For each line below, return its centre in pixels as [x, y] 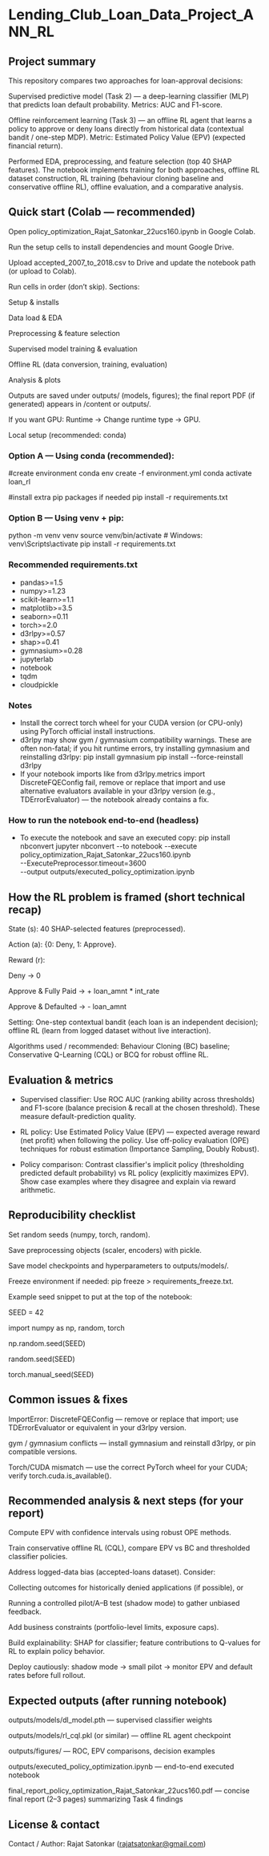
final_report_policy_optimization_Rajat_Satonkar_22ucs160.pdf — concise [129, 1791]
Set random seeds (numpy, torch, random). [79, 1234]
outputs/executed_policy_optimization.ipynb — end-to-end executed [121, 1767]
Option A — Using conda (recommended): [91, 456]
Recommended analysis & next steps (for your [126, 1500]
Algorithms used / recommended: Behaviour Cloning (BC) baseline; [119, 1046]
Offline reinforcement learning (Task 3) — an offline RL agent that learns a [130, 120]
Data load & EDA [35, 318]
